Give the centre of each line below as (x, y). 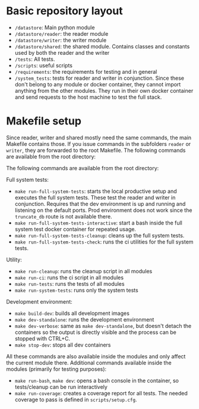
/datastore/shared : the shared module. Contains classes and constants (102, 46)
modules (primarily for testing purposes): (56, 369)
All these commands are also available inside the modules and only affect (96, 356)
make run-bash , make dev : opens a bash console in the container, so (97, 380)
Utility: (14, 260)
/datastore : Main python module (55, 27)
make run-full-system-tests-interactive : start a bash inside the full (99, 223)
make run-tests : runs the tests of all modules (70, 283)
